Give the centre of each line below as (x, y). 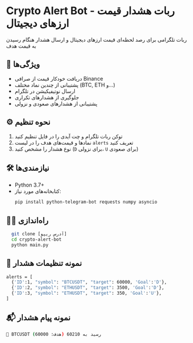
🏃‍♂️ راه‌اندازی (27, 220)
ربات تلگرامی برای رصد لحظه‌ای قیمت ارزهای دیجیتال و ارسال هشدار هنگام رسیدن (96, 39)
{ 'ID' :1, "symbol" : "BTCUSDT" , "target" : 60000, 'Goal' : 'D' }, (89, 282)
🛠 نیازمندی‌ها (28, 168)
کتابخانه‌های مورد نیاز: (38, 191)
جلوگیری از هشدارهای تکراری (47, 97)
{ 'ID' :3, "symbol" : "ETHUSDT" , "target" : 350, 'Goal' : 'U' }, (86, 293)
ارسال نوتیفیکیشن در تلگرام (45, 91)
